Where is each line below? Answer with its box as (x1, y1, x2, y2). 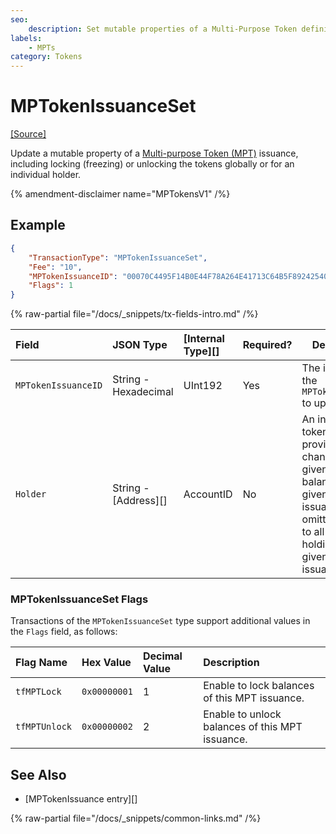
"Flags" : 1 (28, 281, 74, 291)
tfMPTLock (15, 686, 62, 698)
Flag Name (15, 656, 68, 670)
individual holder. (10, 169, 82, 181)
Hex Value (81, 656, 132, 670)
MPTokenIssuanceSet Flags (10, 592, 149, 606)
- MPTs (28, 42, 56, 53)
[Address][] (112, 494, 168, 508)
